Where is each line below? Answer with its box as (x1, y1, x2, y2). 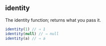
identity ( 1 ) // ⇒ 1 (5, 27, 46, 32)
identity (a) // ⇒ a (5, 36, 46, 41)
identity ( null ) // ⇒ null (5, 31, 59, 36)
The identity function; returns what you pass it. (5, 17, 101, 23)
